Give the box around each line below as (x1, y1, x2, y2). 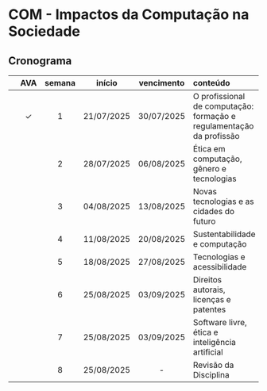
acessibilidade (193, 262, 247, 272)
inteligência (193, 337, 237, 347)
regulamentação (193, 121, 254, 132)
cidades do (193, 206, 235, 217)
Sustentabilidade (193, 228, 256, 240)
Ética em (193, 144, 226, 154)
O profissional (193, 91, 246, 102)
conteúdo (193, 78, 230, 88)
